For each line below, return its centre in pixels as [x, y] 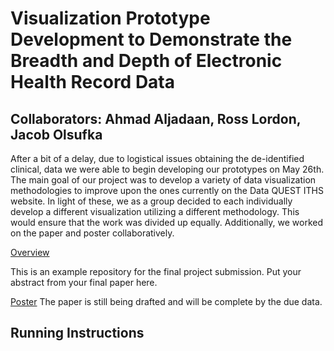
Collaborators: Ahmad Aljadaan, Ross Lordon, [156, 118]
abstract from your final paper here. [84, 282]
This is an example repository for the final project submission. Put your [156, 271]
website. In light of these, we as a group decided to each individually [151, 201]
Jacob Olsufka [56, 134]
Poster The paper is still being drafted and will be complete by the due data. [166, 301]
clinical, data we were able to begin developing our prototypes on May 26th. [167, 169]
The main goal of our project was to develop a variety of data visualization [163, 180]
